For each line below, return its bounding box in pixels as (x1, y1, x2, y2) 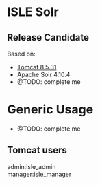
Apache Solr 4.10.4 (16, 70, 71, 78)
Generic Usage (7, 102, 94, 118)
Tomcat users (7, 144, 67, 156)
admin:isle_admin (7, 162, 56, 171)
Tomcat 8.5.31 (16, 63, 57, 71)
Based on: (7, 50, 36, 58)
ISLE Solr (7, 4, 60, 20)
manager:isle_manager (7, 170, 72, 178)
